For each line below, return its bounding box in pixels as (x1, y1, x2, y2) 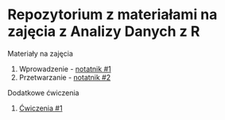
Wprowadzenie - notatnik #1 (18, 64, 112, 73)
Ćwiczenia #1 (18, 103, 63, 113)
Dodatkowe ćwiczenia (7, 87, 80, 97)
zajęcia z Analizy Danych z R (7, 22, 200, 41)
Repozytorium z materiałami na (7, 6, 218, 24)
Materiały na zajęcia (7, 48, 73, 58)
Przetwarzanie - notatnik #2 (18, 72, 111, 82)
